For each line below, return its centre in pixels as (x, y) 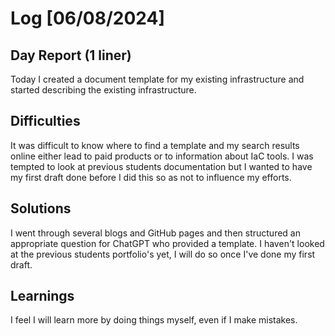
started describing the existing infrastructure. (103, 90)
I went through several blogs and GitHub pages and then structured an (155, 233)
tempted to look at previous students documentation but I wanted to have (161, 166)
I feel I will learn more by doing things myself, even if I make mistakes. (154, 320)
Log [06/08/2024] (87, 18)
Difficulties (45, 121)
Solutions (41, 208)
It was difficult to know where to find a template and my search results (155, 145)
